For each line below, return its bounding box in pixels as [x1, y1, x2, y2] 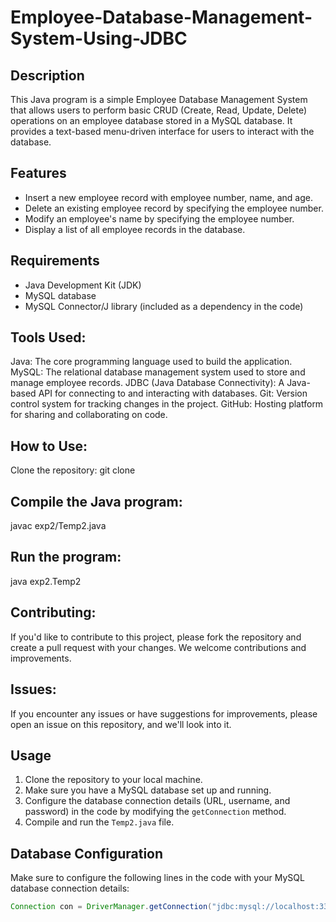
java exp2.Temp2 [10, 575, 82, 587]
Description [10, 67, 85, 84]
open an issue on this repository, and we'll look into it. [10, 718, 232, 730]
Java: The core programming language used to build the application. [10, 356, 293, 368]
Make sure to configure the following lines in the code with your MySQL [10, 872, 305, 884]
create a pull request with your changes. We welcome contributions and [10, 641, 307, 653]
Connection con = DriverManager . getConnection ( [10, 902, 213, 912]
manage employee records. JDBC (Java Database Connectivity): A [10, 377, 285, 389]
